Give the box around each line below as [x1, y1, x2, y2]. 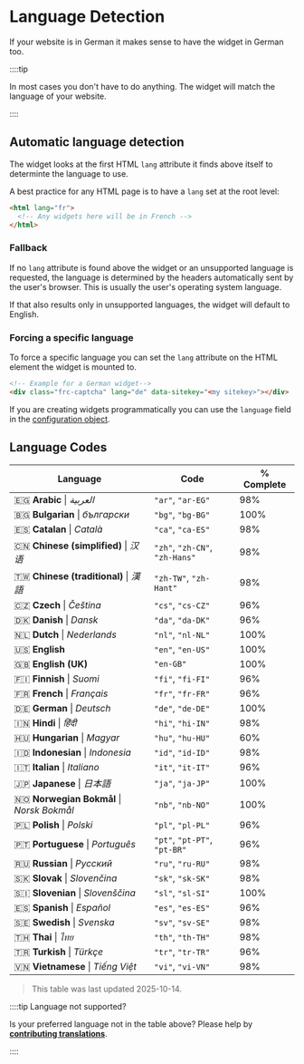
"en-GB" [153, 659, 187, 669]
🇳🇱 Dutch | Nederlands [14, 628, 118, 641]
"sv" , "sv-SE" [153, 915, 211, 928]
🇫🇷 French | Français [14, 687, 109, 700]
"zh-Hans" [153, 552, 196, 563]
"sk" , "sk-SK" [153, 872, 211, 885]
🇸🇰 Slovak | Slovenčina [14, 872, 118, 885]
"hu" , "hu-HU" [153, 731, 211, 744]
